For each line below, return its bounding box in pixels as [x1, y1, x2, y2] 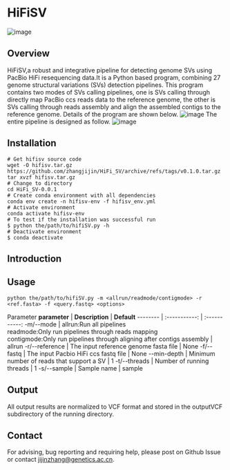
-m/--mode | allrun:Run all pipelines [24, 320, 126, 329]
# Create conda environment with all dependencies [7, 192, 156, 199]
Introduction [7, 253, 62, 264]
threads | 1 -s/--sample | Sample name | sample [7, 364, 144, 372]
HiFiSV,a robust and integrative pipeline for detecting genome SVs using [7, 66, 213, 74]
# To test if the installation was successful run [7, 216, 156, 223]
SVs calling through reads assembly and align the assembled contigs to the [7, 102, 221, 111]
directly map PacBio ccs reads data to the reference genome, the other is [7, 95, 216, 104]
